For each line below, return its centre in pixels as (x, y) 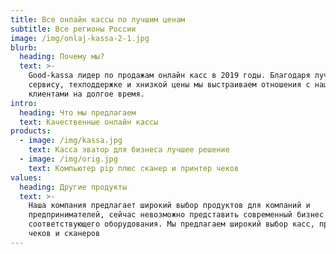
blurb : (24, 47)
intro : (24, 103)
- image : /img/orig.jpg (68, 159)
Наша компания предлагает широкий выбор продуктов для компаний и (169, 206)
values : (26, 177)
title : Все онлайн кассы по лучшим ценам (98, 19)
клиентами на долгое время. (86, 94)
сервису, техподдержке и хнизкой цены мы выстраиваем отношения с (169, 85)
